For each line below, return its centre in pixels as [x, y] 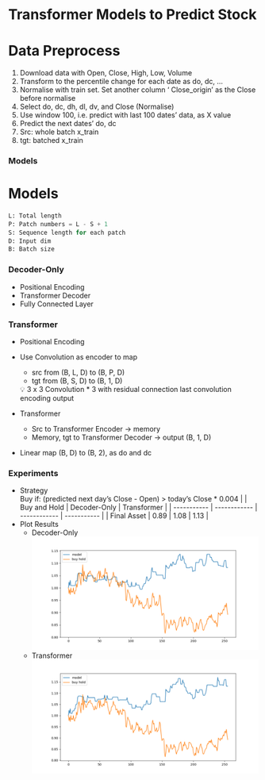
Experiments [33, 473]
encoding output [47, 398]
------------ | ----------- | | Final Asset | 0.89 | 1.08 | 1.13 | [114, 516]
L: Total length [35, 216]
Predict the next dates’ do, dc [68, 124]
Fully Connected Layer [56, 304]
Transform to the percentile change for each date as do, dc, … [121, 82]
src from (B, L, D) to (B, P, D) [78, 372]
